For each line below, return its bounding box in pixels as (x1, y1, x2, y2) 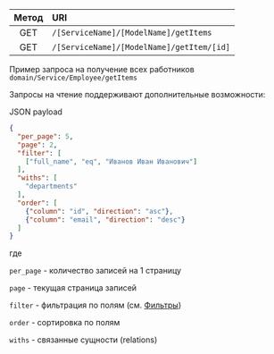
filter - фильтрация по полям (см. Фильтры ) (9, 299, 182, 311)
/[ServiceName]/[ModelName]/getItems (52, 28, 212, 38)
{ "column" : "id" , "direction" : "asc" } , (25, 206, 174, 215)
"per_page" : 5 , (17, 131, 74, 141)
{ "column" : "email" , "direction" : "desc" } (25, 215, 186, 224)
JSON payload (9, 106, 62, 117)
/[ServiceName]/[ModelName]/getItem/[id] (52, 42, 230, 52)
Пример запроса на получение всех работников (9, 64, 195, 74)
